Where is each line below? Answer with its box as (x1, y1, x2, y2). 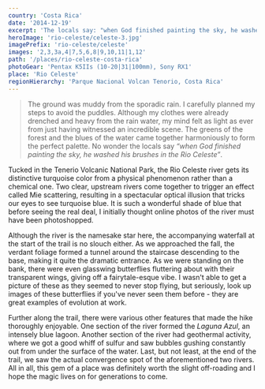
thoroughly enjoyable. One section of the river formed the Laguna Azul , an (8, 321, 251, 331)
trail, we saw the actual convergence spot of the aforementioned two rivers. (8, 354, 255, 364)
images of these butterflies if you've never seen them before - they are (8, 289, 239, 298)
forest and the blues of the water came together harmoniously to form (27, 133, 256, 142)
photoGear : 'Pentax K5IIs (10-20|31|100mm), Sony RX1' (8, 63, 192, 71)
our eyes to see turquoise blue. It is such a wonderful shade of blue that (8, 198, 242, 208)
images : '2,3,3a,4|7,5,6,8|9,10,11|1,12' (8, 48, 147, 56)
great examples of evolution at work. (8, 297, 128, 307)
